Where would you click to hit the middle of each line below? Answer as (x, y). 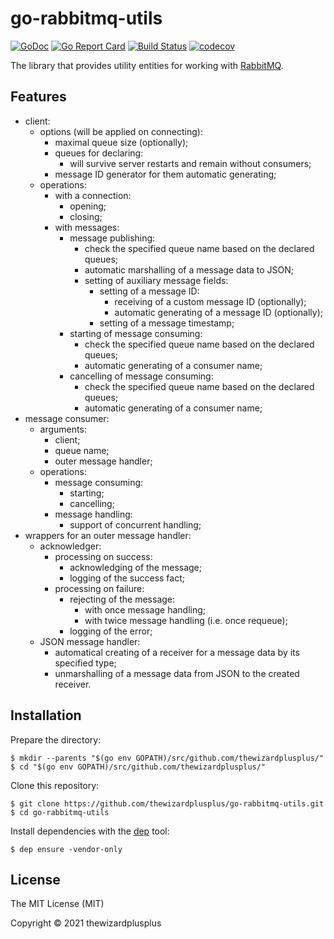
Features (38, 97)
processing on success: (103, 556)
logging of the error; (111, 631)
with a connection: (93, 195)
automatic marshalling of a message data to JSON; (189, 269)
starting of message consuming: (136, 333)
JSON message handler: (90, 641)
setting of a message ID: (149, 291)
